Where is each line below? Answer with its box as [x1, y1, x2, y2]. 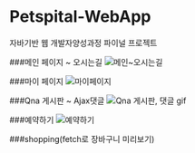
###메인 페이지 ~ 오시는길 [9, 56, 102, 67]
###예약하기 [9, 114, 54, 125]
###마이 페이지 [9, 75, 63, 87]
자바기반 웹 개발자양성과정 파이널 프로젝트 [9, 37, 158, 48]
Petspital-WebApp [9, 6, 151, 27]
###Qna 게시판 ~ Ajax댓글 [9, 95, 105, 106]
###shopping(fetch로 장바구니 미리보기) [9, 133, 155, 144]
